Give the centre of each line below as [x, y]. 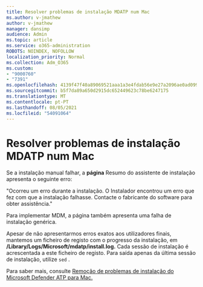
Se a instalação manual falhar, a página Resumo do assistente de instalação [101, 173]
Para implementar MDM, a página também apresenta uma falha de [89, 216]
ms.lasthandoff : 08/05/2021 [42, 107]
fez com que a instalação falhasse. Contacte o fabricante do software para [99, 197]
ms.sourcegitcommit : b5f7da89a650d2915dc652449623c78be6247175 [88, 91]
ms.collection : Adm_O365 [37, 62]
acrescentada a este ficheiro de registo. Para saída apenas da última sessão [101, 253]
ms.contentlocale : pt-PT [37, 102]
